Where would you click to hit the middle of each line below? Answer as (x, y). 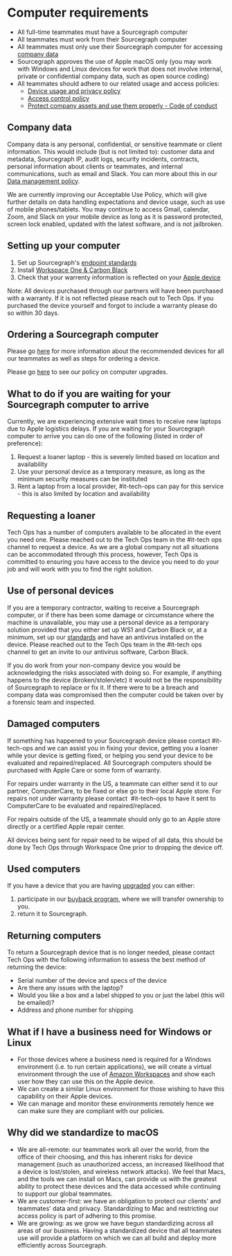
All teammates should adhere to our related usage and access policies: (118, 83)
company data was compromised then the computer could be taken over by (115, 694)
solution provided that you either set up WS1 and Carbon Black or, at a (107, 630)
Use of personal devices (61, 591)
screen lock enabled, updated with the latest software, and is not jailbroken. (115, 224)
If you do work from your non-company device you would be (94, 665)
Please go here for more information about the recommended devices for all (116, 351)
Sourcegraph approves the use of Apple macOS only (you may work (115, 61)
